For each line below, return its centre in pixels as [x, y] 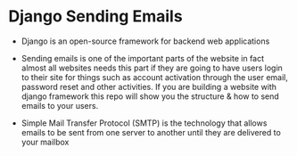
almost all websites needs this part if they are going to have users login [152, 68]
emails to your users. [60, 105]
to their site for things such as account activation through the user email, [155, 77]
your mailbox [45, 142]
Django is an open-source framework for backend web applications [145, 41]
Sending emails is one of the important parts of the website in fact [143, 58]
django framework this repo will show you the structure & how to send [150, 96]
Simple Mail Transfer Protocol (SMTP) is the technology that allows [144, 123]
